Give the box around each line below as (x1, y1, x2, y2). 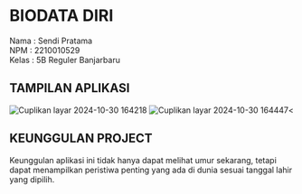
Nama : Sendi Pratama (9, 35, 93, 46)
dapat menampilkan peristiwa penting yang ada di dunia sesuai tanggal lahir (9, 164, 293, 175)
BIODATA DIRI (9, 5, 114, 26)
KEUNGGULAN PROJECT (9, 131, 153, 146)
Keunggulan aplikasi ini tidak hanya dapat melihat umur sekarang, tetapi (9, 154, 278, 165)
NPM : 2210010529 (9, 44, 80, 55)
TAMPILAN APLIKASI (9, 80, 130, 96)
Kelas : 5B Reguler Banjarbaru (9, 54, 120, 65)
